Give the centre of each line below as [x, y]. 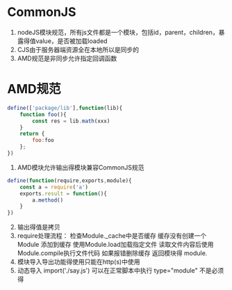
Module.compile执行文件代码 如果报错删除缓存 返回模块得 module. [112, 253]
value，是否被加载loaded [72, 41]
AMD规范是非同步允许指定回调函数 [67, 58]
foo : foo [43, 140]
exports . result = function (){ [64, 193]
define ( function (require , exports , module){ [69, 180]
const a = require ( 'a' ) [54, 187]
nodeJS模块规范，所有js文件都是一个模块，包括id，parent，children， [118, 32]
